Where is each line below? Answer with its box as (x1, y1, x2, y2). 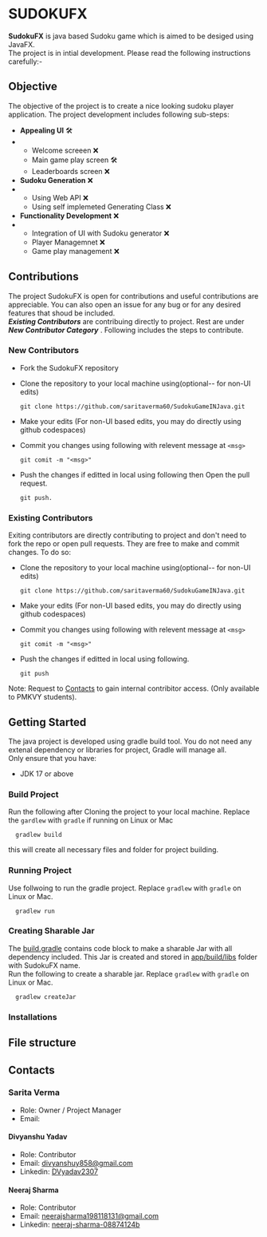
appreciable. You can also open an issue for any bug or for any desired (8, 299, 241, 309)
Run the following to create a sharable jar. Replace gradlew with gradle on (8, 969, 249, 978)
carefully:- (8, 57, 42, 66)
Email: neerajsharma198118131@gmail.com (19, 1211, 159, 1221)
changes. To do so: (8, 548, 72, 557)
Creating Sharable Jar (8, 926, 96, 937)
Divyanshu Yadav (8, 1132, 68, 1142)
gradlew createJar (15, 993, 77, 1001)
